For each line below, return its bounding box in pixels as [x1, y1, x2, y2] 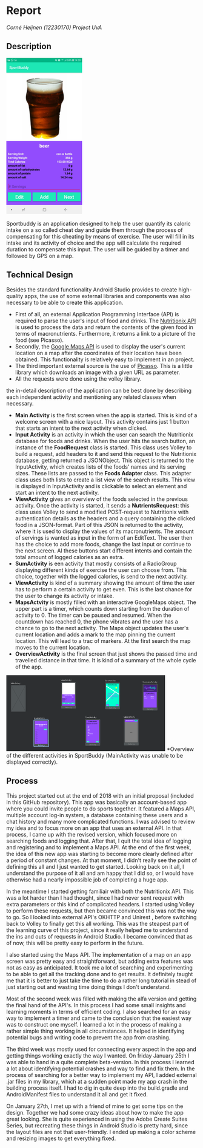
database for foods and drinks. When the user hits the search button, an [15, 437, 196, 444]
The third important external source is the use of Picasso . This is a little [15, 362, 193, 369]
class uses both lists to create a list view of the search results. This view [15, 476, 196, 483]
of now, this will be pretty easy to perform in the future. [6, 939, 144, 946]
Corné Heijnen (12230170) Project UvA [6, 24, 102, 31]
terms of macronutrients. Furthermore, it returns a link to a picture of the [15, 330, 196, 337]
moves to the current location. [15, 644, 91, 651]
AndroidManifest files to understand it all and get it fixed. [6, 1090, 148, 1098]
